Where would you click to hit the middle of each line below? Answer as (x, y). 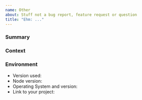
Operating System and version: (45, 86)
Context (15, 51)
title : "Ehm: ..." (25, 19)
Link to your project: (33, 91)
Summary (18, 37)
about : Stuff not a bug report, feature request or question (71, 15)
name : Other (18, 10)
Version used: (27, 75)
